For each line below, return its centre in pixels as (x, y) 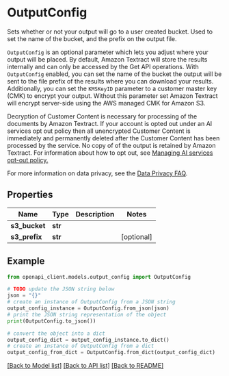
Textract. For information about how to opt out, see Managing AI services (110, 153)
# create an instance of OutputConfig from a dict (81, 346)
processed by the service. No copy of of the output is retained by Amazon (111, 145)
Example (26, 261)
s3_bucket (28, 225)
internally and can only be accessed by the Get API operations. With (103, 66)
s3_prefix (26, 236)
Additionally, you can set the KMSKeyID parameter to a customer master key (112, 88)
